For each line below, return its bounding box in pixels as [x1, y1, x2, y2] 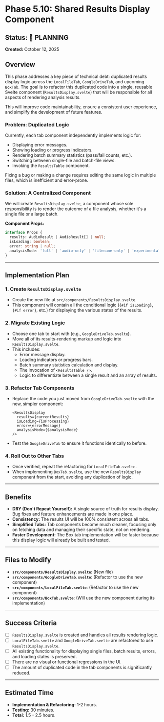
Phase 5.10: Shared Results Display [5, 3, 150, 15]
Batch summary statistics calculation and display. [19, 361, 119, 368]
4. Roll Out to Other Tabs [5, 452, 64, 459]
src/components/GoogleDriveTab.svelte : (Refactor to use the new [12, 574, 143, 580]
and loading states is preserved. [12, 653, 77, 659]
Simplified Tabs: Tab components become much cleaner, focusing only [12, 522, 157, 528]
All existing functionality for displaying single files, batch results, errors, [12, 648, 156, 654]
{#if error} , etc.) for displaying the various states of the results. [12, 307, 143, 313]
